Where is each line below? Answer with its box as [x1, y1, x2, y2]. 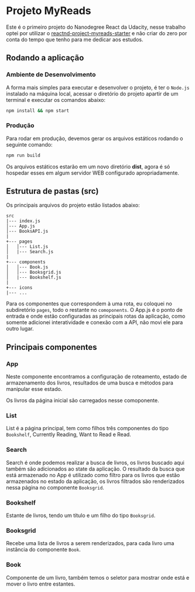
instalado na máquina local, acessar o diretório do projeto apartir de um [6, 90, 179, 97]
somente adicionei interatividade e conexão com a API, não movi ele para [6, 319, 183, 326]
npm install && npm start [6, 107, 69, 114]
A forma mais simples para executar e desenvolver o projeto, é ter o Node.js [6, 84, 190, 91]
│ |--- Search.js [6, 249, 54, 255]
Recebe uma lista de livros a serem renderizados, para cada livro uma [6, 540, 175, 547]
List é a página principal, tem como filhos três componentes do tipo [6, 425, 169, 432]
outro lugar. [6, 325, 34, 332]
